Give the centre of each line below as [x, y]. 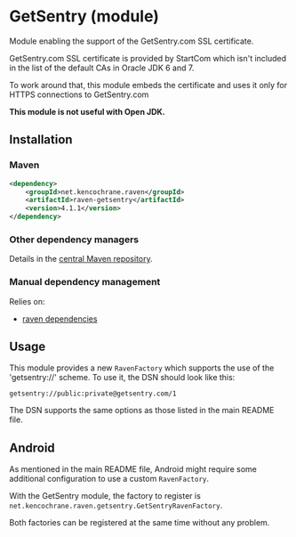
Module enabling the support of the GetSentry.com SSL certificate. [132, 41]
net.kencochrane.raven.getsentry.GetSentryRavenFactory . [116, 506]
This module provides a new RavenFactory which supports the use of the [142, 368]
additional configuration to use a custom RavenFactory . [109, 479]
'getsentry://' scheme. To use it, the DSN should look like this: [122, 378]
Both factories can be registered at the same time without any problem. [140, 523]
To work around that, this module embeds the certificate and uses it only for [148, 85]
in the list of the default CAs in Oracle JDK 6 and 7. [102, 68]
